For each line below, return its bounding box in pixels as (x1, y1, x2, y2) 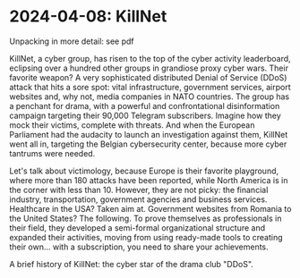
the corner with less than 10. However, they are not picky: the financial (9, 184, 269, 195)
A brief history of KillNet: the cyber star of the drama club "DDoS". (9, 258, 253, 269)
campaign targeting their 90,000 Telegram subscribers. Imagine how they (9, 110, 281, 121)
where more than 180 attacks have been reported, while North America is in (9, 174, 288, 185)
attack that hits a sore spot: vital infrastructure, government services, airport (9, 81, 291, 92)
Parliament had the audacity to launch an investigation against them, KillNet (9, 129, 288, 139)
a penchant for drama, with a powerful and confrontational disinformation (9, 100, 280, 111)
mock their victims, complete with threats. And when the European (9, 119, 255, 131)
